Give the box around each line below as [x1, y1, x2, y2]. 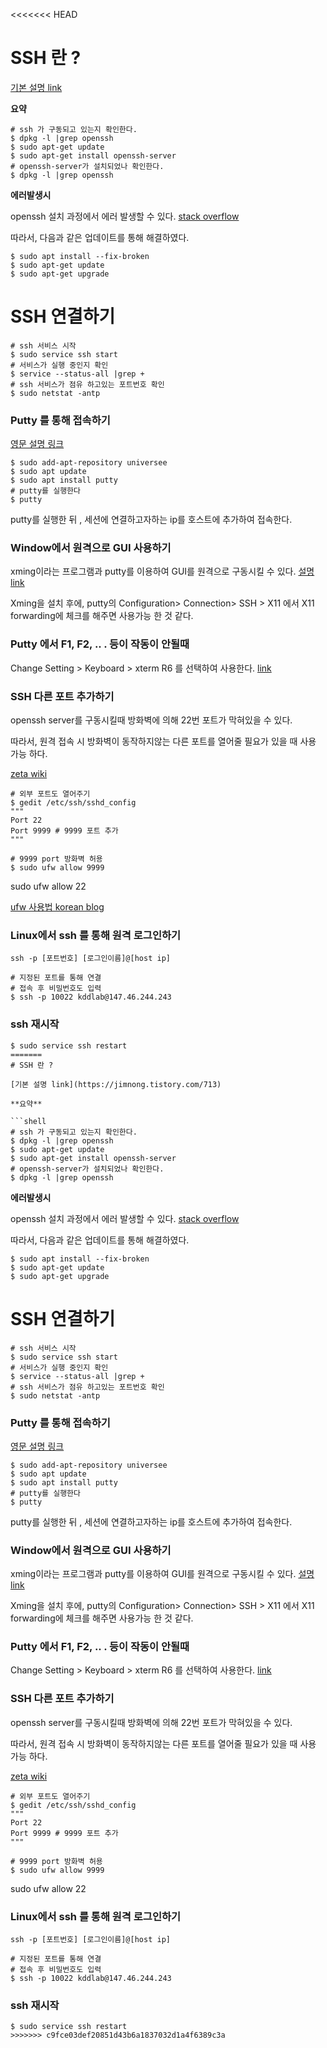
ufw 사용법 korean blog [10, 901, 105, 913]
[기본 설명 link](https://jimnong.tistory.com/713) [10, 1079, 222, 1089]
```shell [10, 1116, 47, 1126]
